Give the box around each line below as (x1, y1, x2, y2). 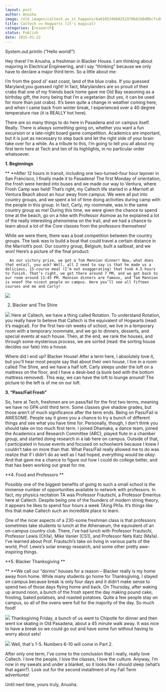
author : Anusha (5, 12, 37, 17)
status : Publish (5, 30, 39, 35)
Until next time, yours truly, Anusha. (5, 681, 78, 687)
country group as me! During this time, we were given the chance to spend (5, 207, 158, 213)
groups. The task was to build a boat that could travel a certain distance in (5, 237, 156, 243)
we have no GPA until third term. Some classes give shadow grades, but (5, 404, 152, 410)
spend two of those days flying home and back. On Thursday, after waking (5, 583, 157, 590)
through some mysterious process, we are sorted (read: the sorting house (5, 338, 156, 345)
